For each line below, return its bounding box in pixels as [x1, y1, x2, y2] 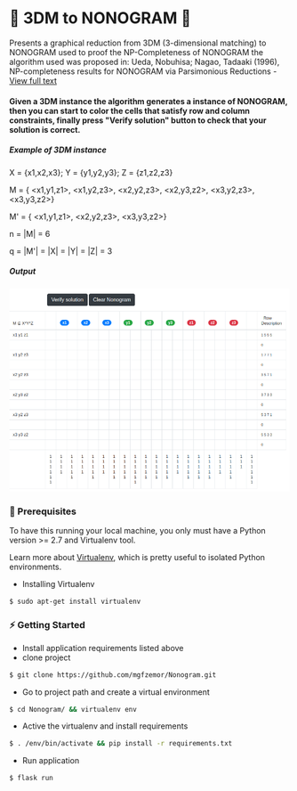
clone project [21, 652, 71, 663]
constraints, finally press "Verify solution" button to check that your [9, 115, 267, 126]
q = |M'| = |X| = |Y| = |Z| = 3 [9, 245, 113, 257]
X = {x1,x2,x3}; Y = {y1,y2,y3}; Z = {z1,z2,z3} [9, 167, 173, 177]
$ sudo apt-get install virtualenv [9, 597, 141, 607]
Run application [21, 755, 80, 766]
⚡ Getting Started [9, 619, 86, 632]
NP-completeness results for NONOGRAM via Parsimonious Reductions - [9, 66, 277, 77]
